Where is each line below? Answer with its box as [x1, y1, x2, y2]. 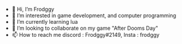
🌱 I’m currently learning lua [11, 18, 79, 25]
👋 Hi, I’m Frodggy [11, 6, 55, 12]
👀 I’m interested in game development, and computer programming [11, 12, 177, 19]
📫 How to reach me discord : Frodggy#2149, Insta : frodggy [11, 32, 159, 38]
